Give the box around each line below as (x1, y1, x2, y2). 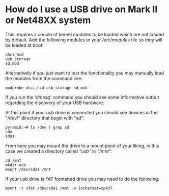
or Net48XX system (5, 14, 91, 26)
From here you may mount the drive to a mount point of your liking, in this (5, 142, 159, 149)
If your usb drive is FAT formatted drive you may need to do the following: (5, 176, 159, 182)
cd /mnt (5, 158, 22, 163)
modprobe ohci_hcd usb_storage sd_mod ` (5, 85, 93, 90)
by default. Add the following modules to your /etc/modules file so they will (5, 37, 163, 43)
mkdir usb (5, 162, 26, 167)
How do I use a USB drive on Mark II (5, 4, 158, 15)
